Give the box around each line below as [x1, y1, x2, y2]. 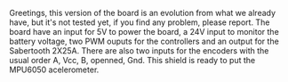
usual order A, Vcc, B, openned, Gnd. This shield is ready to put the [9, 55, 256, 65]
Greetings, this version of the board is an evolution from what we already [9, 8, 276, 18]
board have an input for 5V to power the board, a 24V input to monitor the [9, 27, 280, 37]
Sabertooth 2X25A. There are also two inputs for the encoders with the [9, 45, 269, 56]
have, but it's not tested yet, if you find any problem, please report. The [9, 17, 270, 28]
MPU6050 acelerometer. [9, 64, 100, 75]
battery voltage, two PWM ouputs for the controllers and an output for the [9, 36, 280, 46]
